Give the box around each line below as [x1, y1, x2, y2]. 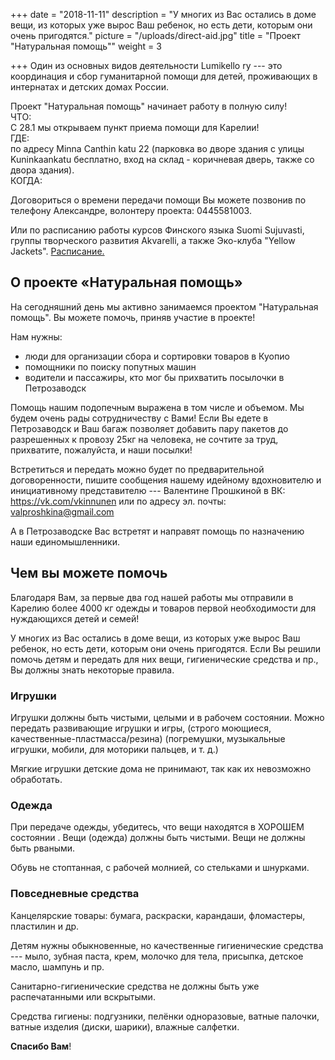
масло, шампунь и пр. [10, 960, 105, 973]
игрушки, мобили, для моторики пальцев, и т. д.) [10, 743, 219, 755]
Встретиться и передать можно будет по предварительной [10, 463, 265, 475]
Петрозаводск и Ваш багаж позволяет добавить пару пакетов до [10, 422, 289, 434]
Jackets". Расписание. [10, 245, 105, 257]
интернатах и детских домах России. [10, 81, 169, 93]
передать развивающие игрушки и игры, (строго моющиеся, [10, 722, 272, 734]
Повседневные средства [10, 887, 140, 901]
